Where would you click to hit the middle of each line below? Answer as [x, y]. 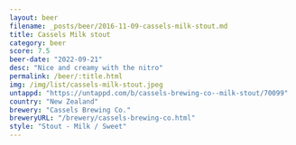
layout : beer [34, 18]
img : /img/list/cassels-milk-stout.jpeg [87, 85]
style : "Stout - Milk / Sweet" [68, 127]
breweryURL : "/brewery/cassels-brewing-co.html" [102, 118]
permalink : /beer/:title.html [66, 77]
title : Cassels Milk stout [60, 34]
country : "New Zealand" [54, 101]
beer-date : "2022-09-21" [56, 59]
